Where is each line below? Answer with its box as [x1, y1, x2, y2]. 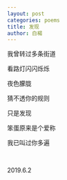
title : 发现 [7, 23, 39, 30]
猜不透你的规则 [7, 94, 50, 103]
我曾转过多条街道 [7, 50, 56, 58]
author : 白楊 [7, 29, 43, 37]
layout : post [7, 10, 45, 17]
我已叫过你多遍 [7, 139, 50, 147]
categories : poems [7, 17, 60, 24]
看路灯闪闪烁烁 [7, 64, 50, 73]
